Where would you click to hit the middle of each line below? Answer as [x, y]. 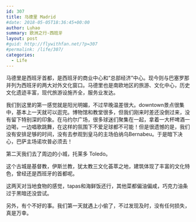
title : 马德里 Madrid [31, 17]
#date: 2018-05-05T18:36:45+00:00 [48, 22]
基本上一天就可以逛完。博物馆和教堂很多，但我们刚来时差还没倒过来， [100, 112]
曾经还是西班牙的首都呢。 [47, 174]
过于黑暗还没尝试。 [29, 193]
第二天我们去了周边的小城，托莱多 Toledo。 [58, 154]
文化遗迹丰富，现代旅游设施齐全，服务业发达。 [62, 92]
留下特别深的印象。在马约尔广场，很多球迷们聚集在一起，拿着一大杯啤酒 [98, 119]
